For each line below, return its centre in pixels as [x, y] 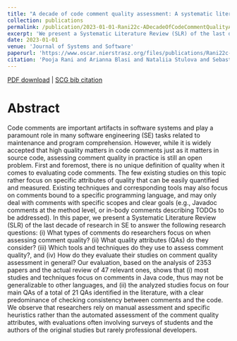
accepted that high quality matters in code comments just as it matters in [113, 150]
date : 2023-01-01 [33, 40]
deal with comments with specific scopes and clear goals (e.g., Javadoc [112, 202]
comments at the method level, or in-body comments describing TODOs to [116, 210]
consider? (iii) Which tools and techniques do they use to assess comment [115, 247]
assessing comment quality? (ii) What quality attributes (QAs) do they [108, 240]
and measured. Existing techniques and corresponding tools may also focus [117, 187]
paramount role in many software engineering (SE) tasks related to [104, 135]
